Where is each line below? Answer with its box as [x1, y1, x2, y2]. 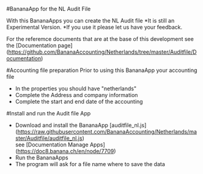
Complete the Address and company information [15, 92, 138, 98]
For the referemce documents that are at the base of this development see [6, 35, 194, 42]
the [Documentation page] [6, 42, 73, 49]
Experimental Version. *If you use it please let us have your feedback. [6, 24, 183, 31]
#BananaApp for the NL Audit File [6, 5, 91, 12]
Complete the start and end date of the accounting [15, 98, 143, 105]
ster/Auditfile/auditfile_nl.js [15, 134, 83, 142]
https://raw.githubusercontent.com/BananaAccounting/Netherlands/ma [17, 128, 197, 135]
